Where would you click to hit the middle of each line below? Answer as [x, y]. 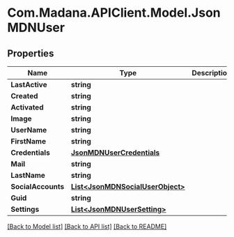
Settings [25, 209]
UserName [29, 130]
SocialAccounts [38, 186]
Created [24, 96]
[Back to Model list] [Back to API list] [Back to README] [87, 227]
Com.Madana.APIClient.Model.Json [114, 13]
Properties [31, 53]
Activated [27, 107]
